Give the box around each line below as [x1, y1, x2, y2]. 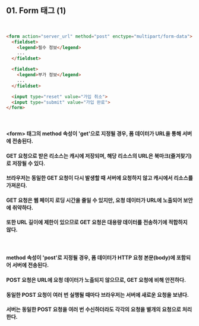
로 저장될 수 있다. [6, 160, 46, 167]
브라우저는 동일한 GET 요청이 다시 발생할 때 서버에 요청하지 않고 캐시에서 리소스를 [6, 175, 193, 182]
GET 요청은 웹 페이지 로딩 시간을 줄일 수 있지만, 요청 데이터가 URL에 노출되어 [6, 196, 182, 204]
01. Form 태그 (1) [6, 5, 67, 16]
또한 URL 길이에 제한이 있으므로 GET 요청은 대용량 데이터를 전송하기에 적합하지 [6, 219, 188, 226]
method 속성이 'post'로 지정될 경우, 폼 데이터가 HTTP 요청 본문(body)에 [6, 254, 175, 261]
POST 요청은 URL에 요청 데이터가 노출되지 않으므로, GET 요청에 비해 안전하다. [6, 277, 186, 284]
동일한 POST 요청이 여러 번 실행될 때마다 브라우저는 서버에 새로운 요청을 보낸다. [6, 291, 189, 298]
